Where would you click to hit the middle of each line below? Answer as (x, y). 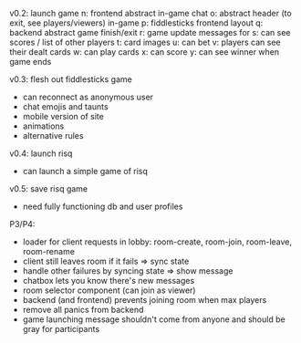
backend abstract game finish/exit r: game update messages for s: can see (150, 32)
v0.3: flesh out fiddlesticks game (71, 79)
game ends (31, 62)
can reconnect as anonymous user (88, 97)
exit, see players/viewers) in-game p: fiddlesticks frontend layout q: (136, 23)
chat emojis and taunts (65, 107)
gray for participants (61, 329)
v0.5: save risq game (49, 189)
